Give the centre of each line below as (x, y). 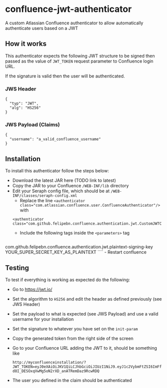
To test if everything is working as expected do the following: (68, 280)
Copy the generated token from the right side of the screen (73, 338)
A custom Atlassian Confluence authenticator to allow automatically (74, 23)
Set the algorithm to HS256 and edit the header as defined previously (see (87, 299)
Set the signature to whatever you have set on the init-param (75, 328)
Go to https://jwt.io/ (32, 289)
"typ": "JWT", (24, 104)
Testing (17, 268)
